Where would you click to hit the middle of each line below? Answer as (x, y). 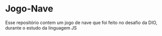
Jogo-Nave (29, 9)
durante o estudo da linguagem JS (41, 27)
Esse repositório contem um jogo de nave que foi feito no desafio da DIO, (81, 22)
